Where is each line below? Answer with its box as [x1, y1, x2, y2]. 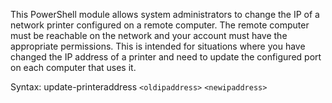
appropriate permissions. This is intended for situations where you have [10, 40, 306, 52]
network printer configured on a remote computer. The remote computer [10, 19, 310, 31]
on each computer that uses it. [10, 62, 137, 73]
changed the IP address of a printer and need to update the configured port [10, 51, 322, 63]
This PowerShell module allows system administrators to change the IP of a [10, 9, 320, 20]
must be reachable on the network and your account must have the [10, 30, 288, 41]
